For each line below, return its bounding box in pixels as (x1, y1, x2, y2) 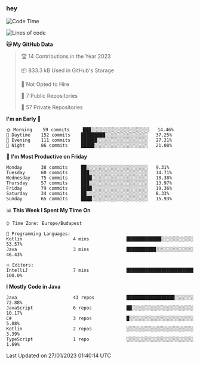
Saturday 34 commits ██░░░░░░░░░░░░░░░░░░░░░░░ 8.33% (6, 191, 170, 197)
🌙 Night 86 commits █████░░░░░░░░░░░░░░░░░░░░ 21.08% (6, 143, 172, 149)
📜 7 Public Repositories (20, 92, 78, 100)
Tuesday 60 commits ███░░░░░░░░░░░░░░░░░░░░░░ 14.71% (6, 170, 172, 176)
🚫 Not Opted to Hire (20, 81, 70, 88)
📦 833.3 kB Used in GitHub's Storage (20, 67, 115, 74)
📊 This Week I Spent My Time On (6, 207, 91, 214)
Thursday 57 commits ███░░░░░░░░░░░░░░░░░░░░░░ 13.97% (6, 180, 172, 186)
